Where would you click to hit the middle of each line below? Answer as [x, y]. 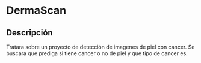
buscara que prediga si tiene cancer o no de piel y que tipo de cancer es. [97, 53]
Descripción [29, 33]
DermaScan [36, 10]
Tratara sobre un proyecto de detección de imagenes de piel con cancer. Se [100, 47]
